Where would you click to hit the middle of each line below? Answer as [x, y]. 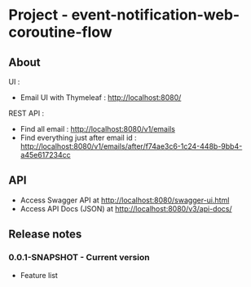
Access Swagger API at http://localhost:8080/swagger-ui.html [125, 200]
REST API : [26, 113]
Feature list [39, 275]
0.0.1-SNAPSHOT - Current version [79, 258]
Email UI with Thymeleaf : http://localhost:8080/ [101, 98]
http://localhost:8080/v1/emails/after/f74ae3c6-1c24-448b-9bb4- [131, 146]
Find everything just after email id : [78, 137]
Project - [38, 15]
